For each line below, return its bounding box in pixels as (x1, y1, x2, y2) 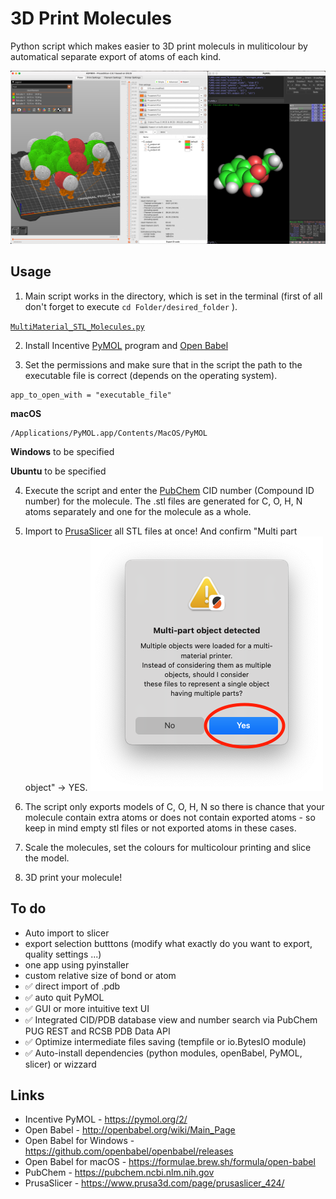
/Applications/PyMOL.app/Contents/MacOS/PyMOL (10, 428, 208, 438)
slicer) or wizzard (24, 1058, 97, 1070)
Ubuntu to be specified (10, 465, 107, 477)
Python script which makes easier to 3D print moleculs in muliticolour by (10, 40, 308, 52)
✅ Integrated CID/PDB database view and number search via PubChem (24, 1013, 318, 1026)
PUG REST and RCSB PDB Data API (24, 1025, 171, 1037)
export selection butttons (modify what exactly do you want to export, (24, 937, 313, 949)
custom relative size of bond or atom (24, 969, 177, 981)
